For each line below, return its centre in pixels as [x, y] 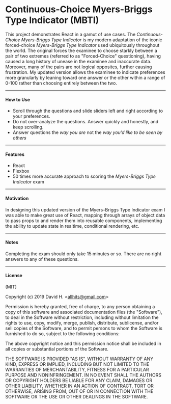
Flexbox [21, 171]
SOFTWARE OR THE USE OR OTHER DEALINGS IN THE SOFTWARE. [77, 396]
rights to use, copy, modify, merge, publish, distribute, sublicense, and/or [82, 322]
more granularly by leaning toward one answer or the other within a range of [85, 77]
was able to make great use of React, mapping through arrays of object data [85, 215]
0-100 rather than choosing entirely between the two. [61, 83]
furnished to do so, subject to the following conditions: [62, 333]
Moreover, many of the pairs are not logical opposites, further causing [79, 67]
